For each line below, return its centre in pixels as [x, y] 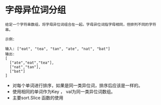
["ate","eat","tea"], [32, 63]
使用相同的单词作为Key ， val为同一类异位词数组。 [64, 91]
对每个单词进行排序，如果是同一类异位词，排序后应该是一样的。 [77, 85]
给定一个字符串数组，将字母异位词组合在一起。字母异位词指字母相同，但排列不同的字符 [81, 24]
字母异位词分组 [36, 10]
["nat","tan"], [25, 67]
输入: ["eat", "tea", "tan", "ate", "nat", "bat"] [58, 49]
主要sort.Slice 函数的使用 [38, 98]
